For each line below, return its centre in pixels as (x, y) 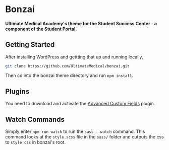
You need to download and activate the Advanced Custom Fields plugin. (80, 104)
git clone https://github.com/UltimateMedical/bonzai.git (67, 66)
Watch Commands (35, 119)
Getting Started (30, 45)
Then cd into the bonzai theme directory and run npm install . (69, 76)
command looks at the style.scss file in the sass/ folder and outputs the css (84, 137)
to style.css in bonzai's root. (35, 142)
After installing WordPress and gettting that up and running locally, (74, 57)
